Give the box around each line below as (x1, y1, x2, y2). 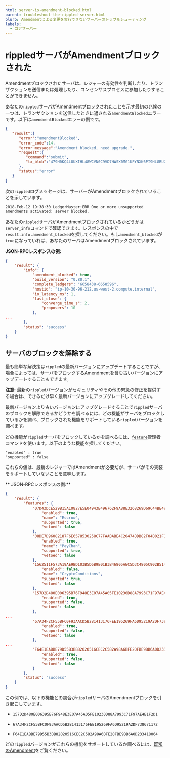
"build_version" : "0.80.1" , (32, 277, 92, 282)
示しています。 (14, 194, 45, 200)
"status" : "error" (18, 168, 56, 174)
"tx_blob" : (25, 159, 49, 165)
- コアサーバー (10, 26, 37, 31)
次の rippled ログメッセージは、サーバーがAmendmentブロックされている (5, 188, 157, 194)
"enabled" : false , (41, 567, 80, 572)
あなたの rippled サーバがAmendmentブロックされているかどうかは (5, 219, 144, 225)
